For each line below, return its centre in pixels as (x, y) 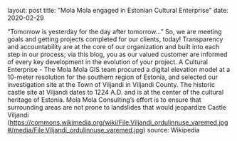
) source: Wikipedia (172, 130)
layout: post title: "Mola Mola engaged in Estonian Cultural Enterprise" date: (118, 10)
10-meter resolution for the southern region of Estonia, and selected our (113, 77)
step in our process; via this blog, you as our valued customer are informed (117, 54)
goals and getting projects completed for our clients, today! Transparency (115, 39)
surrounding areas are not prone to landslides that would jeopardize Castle (117, 107)
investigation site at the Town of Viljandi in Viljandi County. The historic (111, 84)
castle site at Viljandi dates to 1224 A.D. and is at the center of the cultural (116, 92)
